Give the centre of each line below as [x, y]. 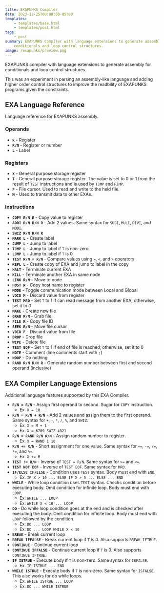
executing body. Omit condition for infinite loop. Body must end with [81, 488]
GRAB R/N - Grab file [32, 316]
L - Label [21, 150]
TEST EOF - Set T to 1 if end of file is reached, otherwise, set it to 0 [78, 347]
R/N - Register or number [37, 145]
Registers [17, 163]
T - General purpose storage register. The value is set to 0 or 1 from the [83, 178]
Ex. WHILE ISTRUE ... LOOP [46, 581]
